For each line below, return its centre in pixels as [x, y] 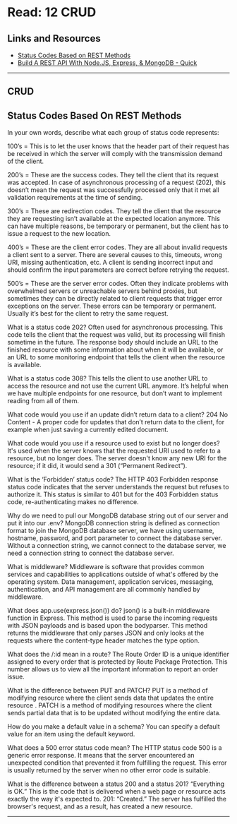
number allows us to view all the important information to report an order [113, 669]
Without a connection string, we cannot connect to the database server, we [117, 546]
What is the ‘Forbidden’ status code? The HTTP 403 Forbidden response [113, 479]
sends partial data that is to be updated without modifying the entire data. [114, 713]
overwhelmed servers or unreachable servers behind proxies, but [102, 291]
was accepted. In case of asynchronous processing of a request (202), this [117, 183]
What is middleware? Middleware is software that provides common [106, 567]
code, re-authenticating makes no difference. [73, 502]
